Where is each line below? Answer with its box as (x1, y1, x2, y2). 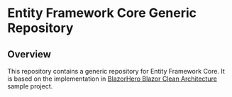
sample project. (7, 82, 53, 90)
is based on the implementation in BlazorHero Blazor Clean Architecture (7, 74, 218, 83)
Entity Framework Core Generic (7, 5, 197, 21)
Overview (7, 48, 52, 60)
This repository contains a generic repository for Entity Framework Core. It (7, 67, 225, 75)
